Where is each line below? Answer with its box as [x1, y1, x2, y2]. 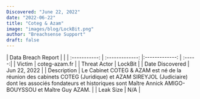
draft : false [6, 37, 40, 43]
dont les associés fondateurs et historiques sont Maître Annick [6, 80, 163, 87]
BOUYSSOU [6, 86, 37, 93]
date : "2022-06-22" [6, 15, 56, 21]
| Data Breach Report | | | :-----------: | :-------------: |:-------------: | [6, 54, 182, 61]
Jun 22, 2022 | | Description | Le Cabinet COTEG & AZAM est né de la [6, 67, 182, 73]
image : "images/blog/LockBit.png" [6, 26, 95, 32]
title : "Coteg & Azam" [6, 20, 64, 26]
